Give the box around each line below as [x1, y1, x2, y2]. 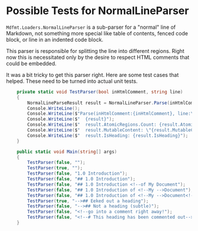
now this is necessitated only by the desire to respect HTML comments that [6, 53, 190, 61]
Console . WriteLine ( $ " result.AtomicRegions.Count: [27, 122, 157, 128]
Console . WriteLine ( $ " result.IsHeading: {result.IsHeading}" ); [27, 132, 189, 139]
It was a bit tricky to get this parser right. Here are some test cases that [6, 71, 179, 78]
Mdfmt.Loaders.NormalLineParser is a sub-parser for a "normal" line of [6, 24, 176, 31]
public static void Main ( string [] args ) [16, 149, 117, 155]
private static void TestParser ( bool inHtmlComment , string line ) [16, 89, 183, 95]
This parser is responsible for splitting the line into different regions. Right [6, 47, 184, 54]
